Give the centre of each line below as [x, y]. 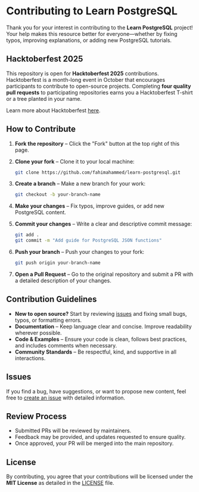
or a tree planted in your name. [44, 99]
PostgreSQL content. [41, 213]
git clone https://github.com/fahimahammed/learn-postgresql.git [97, 172]
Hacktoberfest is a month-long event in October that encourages [86, 79]
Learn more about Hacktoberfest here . [53, 110]
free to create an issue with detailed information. [66, 398]
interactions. [30, 358]
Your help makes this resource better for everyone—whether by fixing [92, 33]
